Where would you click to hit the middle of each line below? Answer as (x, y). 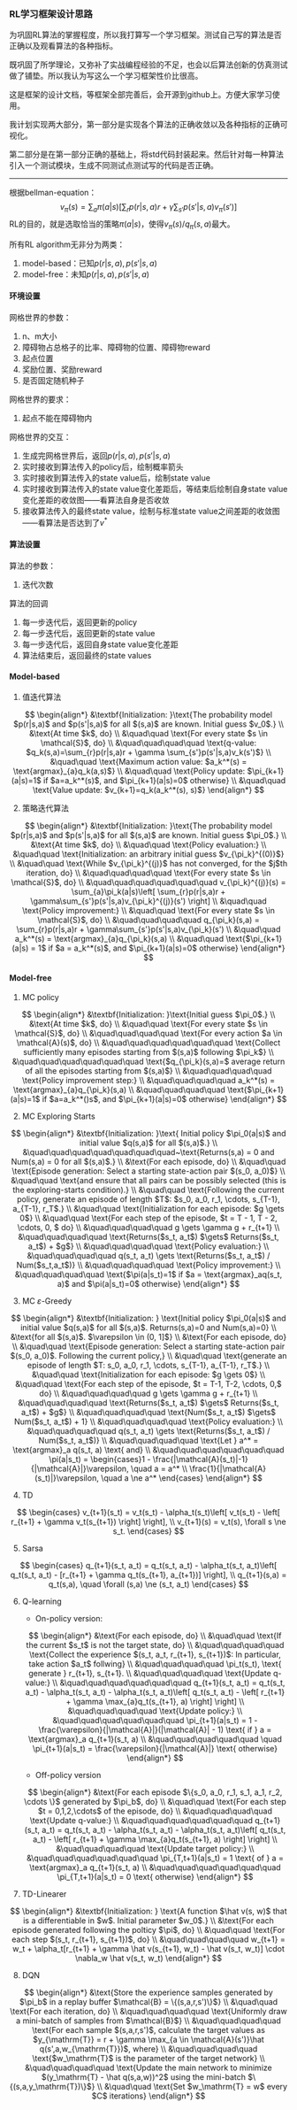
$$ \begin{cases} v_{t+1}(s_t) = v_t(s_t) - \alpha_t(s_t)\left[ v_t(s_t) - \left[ (148, 1513)
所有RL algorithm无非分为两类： (67, 244)
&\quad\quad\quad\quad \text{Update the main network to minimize (148, 2068)
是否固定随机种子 (53, 381)
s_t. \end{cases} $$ (148, 1531)
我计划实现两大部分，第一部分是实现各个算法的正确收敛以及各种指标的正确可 (148, 125)
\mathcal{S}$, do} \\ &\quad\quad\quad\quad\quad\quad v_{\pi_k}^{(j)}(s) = (148, 882)
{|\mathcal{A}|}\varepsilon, (80, 1469)
